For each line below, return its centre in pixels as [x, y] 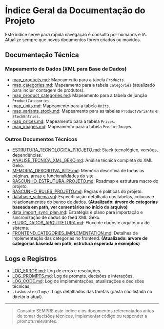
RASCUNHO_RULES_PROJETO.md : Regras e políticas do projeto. [77, 191]
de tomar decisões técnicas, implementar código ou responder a [82, 316]
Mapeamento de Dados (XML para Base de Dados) [66, 69]
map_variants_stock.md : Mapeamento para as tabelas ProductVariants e [85, 111]
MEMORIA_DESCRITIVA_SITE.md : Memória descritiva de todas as [78, 170]
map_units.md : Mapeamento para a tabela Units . [61, 106]
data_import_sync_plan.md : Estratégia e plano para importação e [77, 212]
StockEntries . [26, 116]
